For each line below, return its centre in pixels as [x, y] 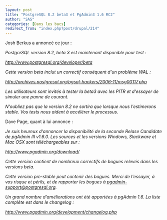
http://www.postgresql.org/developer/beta [49, 62]
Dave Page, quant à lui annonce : [39, 122]
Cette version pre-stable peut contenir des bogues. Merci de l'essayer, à [80, 177]
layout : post [19, 10]
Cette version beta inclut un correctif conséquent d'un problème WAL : [78, 72]
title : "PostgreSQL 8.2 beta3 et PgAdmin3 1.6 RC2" [60, 15]
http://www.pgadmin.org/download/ [42, 152]
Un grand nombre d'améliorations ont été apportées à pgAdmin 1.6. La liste [83, 197]
